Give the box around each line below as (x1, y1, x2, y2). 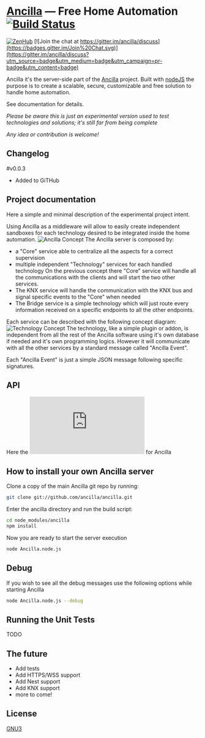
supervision (15, 254, 45, 261)
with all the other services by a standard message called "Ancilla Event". (6, 344, 188, 351)
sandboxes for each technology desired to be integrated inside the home (6, 229, 190, 237)
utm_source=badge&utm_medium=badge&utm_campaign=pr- (6, 57, 163, 64)
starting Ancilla (6, 585, 45, 593)
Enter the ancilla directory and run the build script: (6, 506, 133, 513)
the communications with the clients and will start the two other (15, 273, 176, 281)
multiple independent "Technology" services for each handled (15, 261, 173, 268)
